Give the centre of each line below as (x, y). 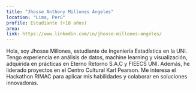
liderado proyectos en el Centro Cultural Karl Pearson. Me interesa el (91, 70)
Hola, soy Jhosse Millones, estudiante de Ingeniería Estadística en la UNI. (97, 51)
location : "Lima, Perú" (36, 17)
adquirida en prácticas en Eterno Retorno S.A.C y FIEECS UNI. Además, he (98, 64)
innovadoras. (22, 83)
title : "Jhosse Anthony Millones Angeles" (60, 12)
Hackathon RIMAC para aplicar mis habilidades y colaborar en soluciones (97, 77)
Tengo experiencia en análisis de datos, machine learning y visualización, (97, 57)
